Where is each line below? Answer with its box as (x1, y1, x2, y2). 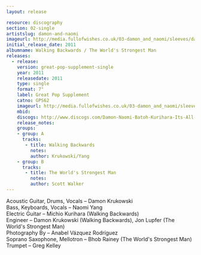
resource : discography (6, 19, 63, 26)
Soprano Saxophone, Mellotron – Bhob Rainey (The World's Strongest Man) (6, 235, 193, 242)
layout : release (6, 8, 47, 15)
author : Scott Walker (30, 181, 84, 187)
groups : (17, 125, 36, 132)
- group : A (17, 131, 44, 137)
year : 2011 (17, 69, 44, 75)
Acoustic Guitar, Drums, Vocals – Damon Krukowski (6, 197, 133, 204)
